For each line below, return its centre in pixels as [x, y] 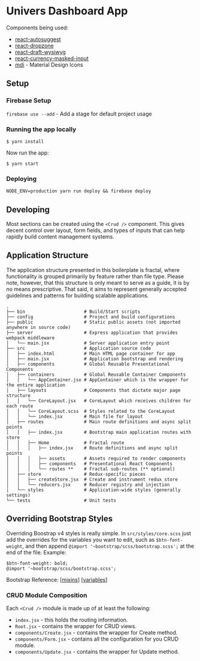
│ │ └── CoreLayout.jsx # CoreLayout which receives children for [99, 401]
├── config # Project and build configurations [91, 317]
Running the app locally [41, 129]
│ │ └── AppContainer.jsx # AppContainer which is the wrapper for [97, 380]
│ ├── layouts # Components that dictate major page [93, 390]
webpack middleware [31, 338]
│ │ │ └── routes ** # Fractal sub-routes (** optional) [91, 469]
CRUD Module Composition [47, 595]
